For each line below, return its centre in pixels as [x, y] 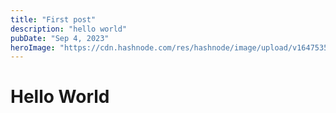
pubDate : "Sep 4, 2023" [60, 38]
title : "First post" [53, 19]
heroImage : [33, 47]
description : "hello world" [69, 29]
